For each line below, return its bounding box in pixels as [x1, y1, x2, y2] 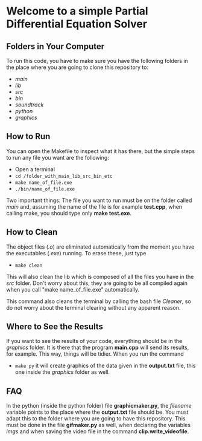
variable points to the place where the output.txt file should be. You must [6, 408, 189, 416]
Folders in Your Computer [6, 41, 105, 51]
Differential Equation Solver [6, 17, 148, 31]
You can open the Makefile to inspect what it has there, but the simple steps [6, 147, 195, 155]
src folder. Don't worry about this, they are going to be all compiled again [6, 279, 188, 287]
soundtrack [14, 101, 44, 108]
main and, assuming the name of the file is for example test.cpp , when [6, 203, 183, 210]
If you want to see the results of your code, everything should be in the [6, 338, 183, 345]
